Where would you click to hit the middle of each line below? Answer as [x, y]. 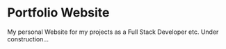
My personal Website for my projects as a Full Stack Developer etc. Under [113, 32]
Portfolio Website [58, 13]
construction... [28, 39]
